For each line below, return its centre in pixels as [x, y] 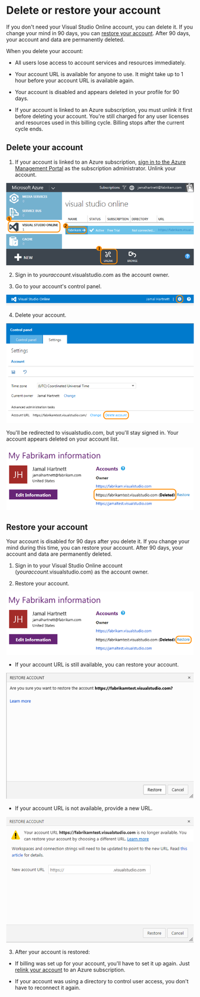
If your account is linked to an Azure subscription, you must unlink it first [104, 110]
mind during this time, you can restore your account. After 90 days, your [95, 548]
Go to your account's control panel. [58, 286]
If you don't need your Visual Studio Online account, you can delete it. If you [100, 27]
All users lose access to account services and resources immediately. [100, 63]
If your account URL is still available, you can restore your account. [97, 664]
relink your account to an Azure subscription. [70, 970]
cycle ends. [29, 129]
